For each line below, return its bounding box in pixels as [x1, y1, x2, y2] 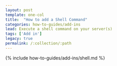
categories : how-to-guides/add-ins [5, 21, 81, 27]
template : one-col [5, 12, 44, 17]
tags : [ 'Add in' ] [5, 31, 42, 36]
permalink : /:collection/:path [5, 41, 72, 46]
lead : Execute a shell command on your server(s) [5, 27, 113, 32]
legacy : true [5, 36, 33, 41]
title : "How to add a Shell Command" [5, 17, 87, 22]
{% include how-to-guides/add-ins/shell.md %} [5, 55, 105, 61]
